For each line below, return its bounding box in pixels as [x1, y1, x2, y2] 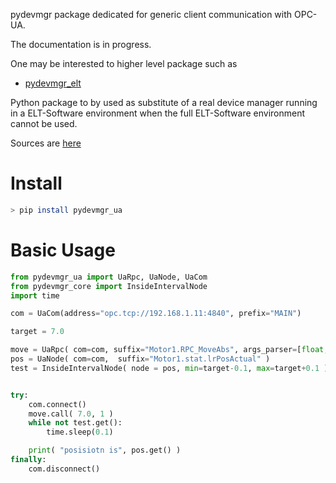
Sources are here [10, 137, 82, 149]
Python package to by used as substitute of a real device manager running [10, 97, 318, 108]
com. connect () [28, 399, 87, 409]
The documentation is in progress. [10, 39, 152, 50]
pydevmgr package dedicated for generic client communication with [10, 9, 293, 20]
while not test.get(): [28, 418, 123, 428]
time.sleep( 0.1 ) [46, 427, 114, 438]
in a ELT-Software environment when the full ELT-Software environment [10, 107, 306, 119]
